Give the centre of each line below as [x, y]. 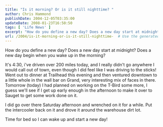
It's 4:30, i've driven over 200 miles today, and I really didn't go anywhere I [80, 64]
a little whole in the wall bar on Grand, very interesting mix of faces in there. [81, 80]
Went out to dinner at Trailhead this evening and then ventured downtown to [81, 75]
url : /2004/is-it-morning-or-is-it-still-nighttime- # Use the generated [82, 37]
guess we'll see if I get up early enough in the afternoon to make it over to [79, 90]
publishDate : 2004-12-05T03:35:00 [40, 18]
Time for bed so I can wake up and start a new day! [56, 119]
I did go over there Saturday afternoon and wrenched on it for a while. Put [79, 105]
